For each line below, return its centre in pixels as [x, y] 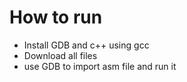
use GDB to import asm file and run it [100, 66]
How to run [56, 17]
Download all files [60, 55]
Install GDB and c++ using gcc [86, 45]
